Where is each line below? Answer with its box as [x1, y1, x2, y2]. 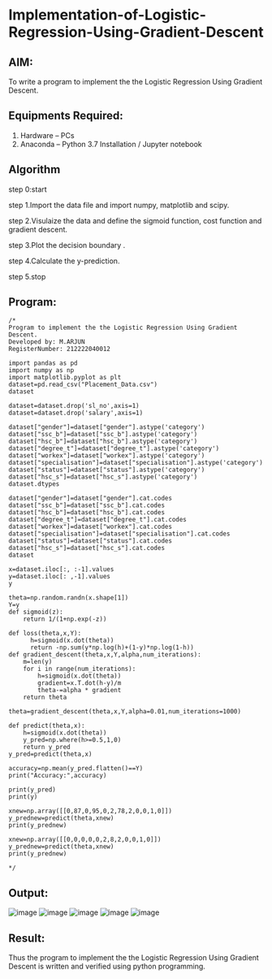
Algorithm [8, 162, 61, 176]
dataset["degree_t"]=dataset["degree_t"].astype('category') [8, 444, 220, 453]
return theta [23, 693, 67, 702]
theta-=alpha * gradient [37, 687, 122, 695]
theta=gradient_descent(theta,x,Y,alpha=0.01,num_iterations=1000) [8, 708, 242, 716]
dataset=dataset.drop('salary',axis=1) [8, 409, 144, 418]
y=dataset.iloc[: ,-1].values [8, 573, 111, 581]
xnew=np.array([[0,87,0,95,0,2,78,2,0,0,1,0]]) [8, 807, 173, 816]
